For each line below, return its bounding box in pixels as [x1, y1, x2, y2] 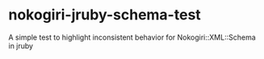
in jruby [8, 40, 34, 50]
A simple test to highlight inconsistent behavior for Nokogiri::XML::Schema [8, 32, 256, 42]
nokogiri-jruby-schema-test [8, 6, 202, 24]
